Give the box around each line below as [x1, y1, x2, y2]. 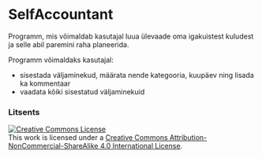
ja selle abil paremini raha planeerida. [8, 39, 129, 49]
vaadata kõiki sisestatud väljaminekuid [19, 86, 145, 96]
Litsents [8, 106, 40, 117]
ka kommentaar [19, 79, 71, 88]
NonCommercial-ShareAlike [8, 141, 99, 151]
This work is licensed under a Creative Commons [8, 133, 168, 142]
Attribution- [169, 133, 208, 142]
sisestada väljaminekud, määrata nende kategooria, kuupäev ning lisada [19, 70, 254, 79]
